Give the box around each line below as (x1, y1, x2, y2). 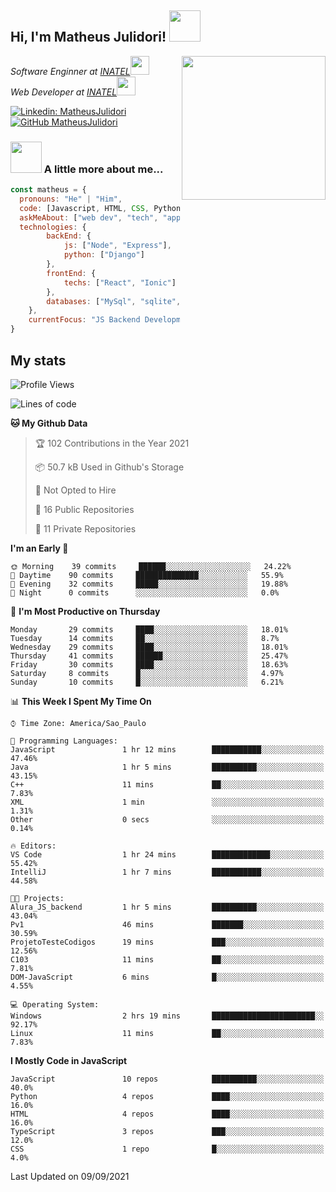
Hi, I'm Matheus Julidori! (10, 29, 167, 46)
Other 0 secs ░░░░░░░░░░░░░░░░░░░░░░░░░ (10, 814, 325, 825)
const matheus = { (10, 185, 87, 195)
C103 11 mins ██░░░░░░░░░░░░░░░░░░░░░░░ (10, 954, 325, 965)
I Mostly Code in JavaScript (10, 1054, 128, 1066)
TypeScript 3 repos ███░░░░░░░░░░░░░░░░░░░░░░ (10, 1126, 325, 1136)
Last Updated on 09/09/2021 (10, 1170, 130, 1182)
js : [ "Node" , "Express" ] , (63, 241, 172, 251)
